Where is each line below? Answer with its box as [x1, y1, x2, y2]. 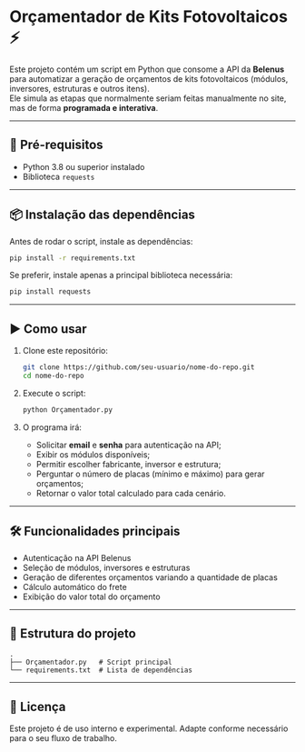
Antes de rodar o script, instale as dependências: [9, 236, 193, 246]
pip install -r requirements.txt [9, 253, 136, 263]
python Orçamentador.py [22, 405, 113, 415]
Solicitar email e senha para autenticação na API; [35, 439, 222, 450]
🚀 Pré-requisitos [9, 137, 103, 153]
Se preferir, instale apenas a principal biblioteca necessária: [9, 270, 233, 281]
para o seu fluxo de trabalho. [9, 733, 118, 744]
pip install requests [9, 287, 92, 296]
